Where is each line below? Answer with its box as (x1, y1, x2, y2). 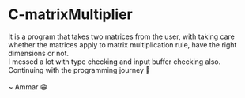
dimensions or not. (8, 48, 70, 58)
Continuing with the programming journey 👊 (8, 65, 151, 74)
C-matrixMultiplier (8, 6, 133, 24)
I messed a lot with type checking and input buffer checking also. (8, 57, 221, 66)
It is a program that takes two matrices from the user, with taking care (8, 32, 236, 41)
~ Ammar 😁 (8, 81, 48, 92)
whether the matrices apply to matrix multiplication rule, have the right (8, 40, 237, 49)
